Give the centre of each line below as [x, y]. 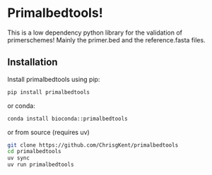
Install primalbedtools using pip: [54, 79]
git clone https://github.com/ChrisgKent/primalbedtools [93, 145]
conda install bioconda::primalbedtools [68, 119]
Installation [33, 62]
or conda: [21, 105]
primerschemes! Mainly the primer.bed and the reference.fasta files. [107, 40]
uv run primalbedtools [41, 165]
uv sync [19, 158]
